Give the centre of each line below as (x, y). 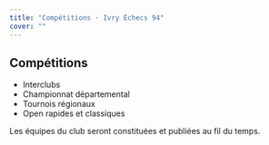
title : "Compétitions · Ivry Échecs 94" (87, 18)
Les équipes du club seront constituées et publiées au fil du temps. (135, 131)
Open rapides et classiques (74, 113)
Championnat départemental (76, 94)
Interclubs (41, 85)
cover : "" (28, 26)
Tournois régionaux (59, 104)
